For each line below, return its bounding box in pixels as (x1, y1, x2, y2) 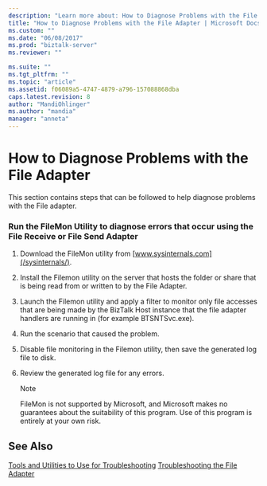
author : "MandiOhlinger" (8, 100, 91, 108)
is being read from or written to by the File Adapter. (19, 281, 188, 291)
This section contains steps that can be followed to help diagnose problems (8, 192, 256, 202)
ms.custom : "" (8, 26, 56, 34)
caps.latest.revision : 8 (8, 92, 91, 100)
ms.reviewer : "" (8, 49, 62, 57)
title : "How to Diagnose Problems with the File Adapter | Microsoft (8, 19, 244, 27)
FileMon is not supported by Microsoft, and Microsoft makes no (19, 399, 228, 409)
